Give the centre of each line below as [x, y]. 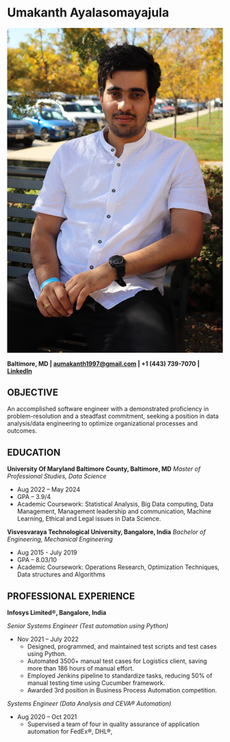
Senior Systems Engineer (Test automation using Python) [88, 626]
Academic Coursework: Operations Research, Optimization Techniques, [118, 567]
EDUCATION [34, 452]
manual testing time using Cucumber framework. [96, 683]
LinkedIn [20, 371]
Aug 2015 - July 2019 [47, 553]
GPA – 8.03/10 [37, 560]
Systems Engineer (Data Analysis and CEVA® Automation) [89, 704]
